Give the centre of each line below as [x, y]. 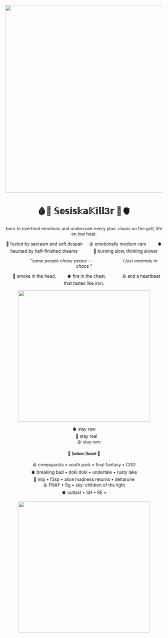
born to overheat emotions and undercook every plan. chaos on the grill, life [84, 228]
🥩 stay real [86, 436]
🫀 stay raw [84, 429]
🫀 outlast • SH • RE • [84, 492]
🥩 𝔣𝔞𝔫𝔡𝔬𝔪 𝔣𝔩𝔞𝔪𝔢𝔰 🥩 [84, 453]
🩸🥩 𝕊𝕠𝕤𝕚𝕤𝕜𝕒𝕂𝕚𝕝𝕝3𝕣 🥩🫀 [84, 211]
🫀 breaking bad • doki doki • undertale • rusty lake [84, 472]
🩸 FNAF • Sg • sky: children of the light [84, 485]
